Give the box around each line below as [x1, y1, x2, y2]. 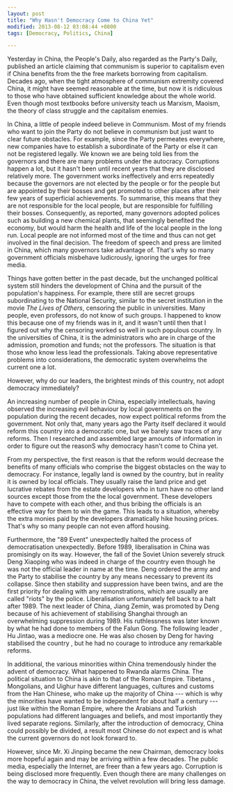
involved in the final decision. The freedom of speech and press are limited [7, 238, 222, 247]
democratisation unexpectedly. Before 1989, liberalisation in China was [7, 543, 210, 551]
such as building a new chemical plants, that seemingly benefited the [7, 217, 205, 225]
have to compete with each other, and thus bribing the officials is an [7, 499, 202, 508]
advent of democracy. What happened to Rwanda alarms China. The [7, 667, 204, 676]
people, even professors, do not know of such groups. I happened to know [7, 311, 221, 320]
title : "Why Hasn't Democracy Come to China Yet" [7, 17, 154, 24]
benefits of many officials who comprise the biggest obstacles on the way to [7, 463, 227, 471]
